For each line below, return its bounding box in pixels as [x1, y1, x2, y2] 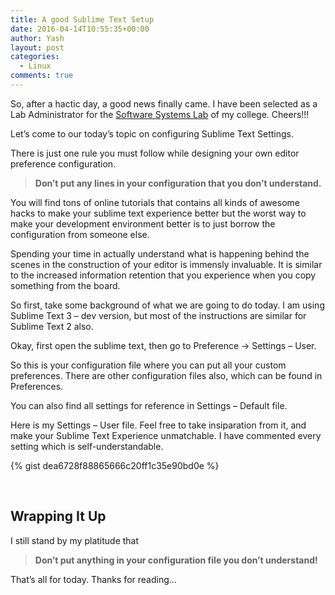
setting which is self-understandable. [10, 440, 164, 452]
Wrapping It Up [10, 508, 107, 525]
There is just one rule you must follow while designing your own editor [10, 147, 300, 159]
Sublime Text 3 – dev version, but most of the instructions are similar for [10, 309, 307, 321]
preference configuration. [10, 157, 117, 170]
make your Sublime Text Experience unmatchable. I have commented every [10, 429, 322, 441]
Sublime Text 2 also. [10, 320, 94, 332]
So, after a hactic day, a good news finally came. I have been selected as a [10, 97, 318, 110]
